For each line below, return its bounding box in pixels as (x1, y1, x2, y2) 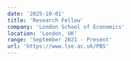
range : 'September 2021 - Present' (7, 36, 113, 43)
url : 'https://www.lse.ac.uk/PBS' (7, 43, 110, 50)
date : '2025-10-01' (7, 10, 65, 18)
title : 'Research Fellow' (7, 17, 84, 24)
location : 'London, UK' (7, 29, 78, 37)
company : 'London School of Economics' (7, 23, 125, 30)
